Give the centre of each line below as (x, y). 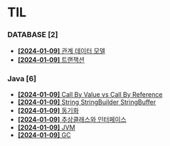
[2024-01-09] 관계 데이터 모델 (61, 51)
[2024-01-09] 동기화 (48, 110)
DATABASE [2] (33, 35)
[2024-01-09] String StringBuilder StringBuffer (87, 102)
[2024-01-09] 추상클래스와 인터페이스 (72, 119)
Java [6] (22, 79)
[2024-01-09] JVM (47, 127)
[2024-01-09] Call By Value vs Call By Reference (90, 94)
